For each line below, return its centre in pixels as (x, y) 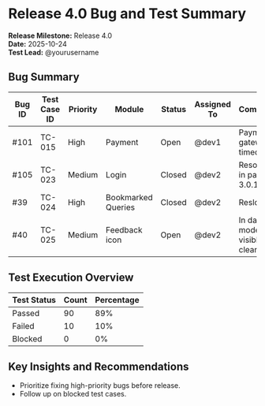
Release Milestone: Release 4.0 (60, 35)
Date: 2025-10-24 (37, 43)
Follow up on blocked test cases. (73, 394)
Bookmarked (129, 197)
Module (129, 109)
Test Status (34, 300)
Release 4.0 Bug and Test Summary (127, 14)
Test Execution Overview (71, 278)
